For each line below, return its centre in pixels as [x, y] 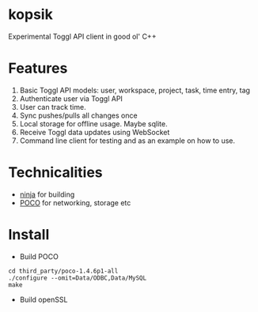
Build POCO [39, 256]
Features [38, 68]
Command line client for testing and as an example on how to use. [127, 141]
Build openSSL [44, 299]
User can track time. [53, 107]
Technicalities [55, 173]
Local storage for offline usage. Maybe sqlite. [93, 123]
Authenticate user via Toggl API [71, 98]
